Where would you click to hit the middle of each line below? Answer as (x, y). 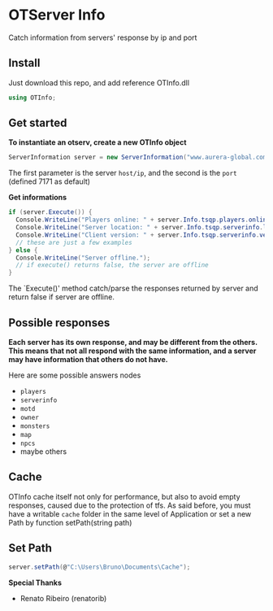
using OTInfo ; (32, 98)
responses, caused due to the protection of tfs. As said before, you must (130, 505)
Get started (38, 123)
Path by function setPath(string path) (70, 522)
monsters (35, 426)
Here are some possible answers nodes (75, 375)
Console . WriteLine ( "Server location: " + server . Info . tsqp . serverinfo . (140, 228)
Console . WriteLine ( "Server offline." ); (83, 258)
